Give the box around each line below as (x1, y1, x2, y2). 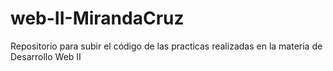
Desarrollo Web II (10, 50, 82, 62)
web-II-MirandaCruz (10, 7, 185, 30)
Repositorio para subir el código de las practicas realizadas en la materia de (10, 40, 323, 52)
